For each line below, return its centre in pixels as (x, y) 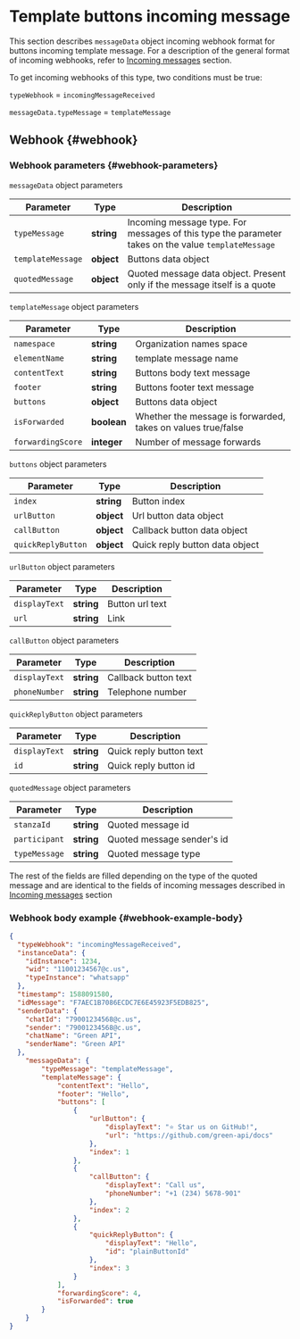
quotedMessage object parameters (70, 787)
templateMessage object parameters (74, 306)
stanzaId (32, 824)
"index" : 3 (109, 1268)
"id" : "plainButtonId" (147, 1252)
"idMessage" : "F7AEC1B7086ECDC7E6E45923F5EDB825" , (113, 1002)
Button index (159, 501)
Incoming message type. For (187, 222)
